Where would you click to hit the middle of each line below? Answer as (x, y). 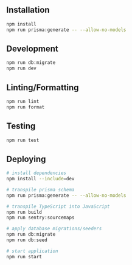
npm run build (24, 212)
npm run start (24, 256)
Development (33, 48)
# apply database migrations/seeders (54, 229)
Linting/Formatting (43, 87)
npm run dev (21, 69)
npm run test (23, 140)
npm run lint (23, 101)
